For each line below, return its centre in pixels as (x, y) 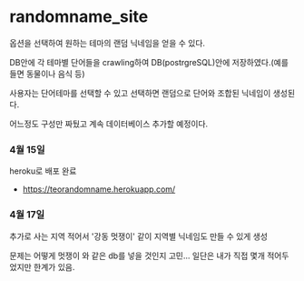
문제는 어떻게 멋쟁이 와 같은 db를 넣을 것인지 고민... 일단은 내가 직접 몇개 (137, 256)
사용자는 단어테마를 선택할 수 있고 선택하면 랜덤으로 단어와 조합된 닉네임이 (140, 93)
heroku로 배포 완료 (43, 171)
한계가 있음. (54, 266)
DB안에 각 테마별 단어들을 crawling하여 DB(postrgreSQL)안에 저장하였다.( (142, 62)
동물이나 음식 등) (55, 74)
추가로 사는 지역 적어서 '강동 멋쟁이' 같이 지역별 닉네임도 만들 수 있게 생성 (138, 236)
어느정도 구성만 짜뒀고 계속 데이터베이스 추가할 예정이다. (109, 124)
